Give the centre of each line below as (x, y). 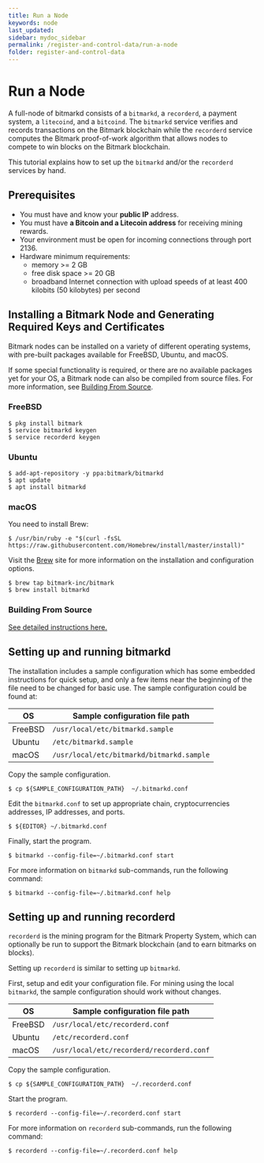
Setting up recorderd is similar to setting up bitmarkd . (95, 968)
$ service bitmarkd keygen (52, 430)
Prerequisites (42, 196)
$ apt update (30, 480)
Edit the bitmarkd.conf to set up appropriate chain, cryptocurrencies (119, 804)
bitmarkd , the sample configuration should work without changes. (115, 992)
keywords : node (33, 23)
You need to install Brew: (48, 524)
